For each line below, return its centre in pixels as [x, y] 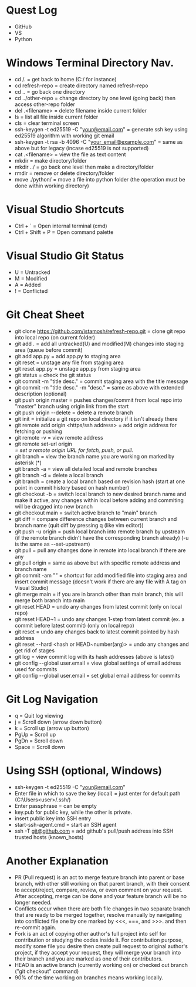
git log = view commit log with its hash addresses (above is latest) [94, 656]
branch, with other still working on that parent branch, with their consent [102, 883]
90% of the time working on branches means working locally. [89, 977]
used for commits [36, 669]
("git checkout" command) [47, 971]
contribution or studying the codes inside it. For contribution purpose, [99, 940]
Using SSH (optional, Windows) [84, 770]
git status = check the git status [53, 375]
